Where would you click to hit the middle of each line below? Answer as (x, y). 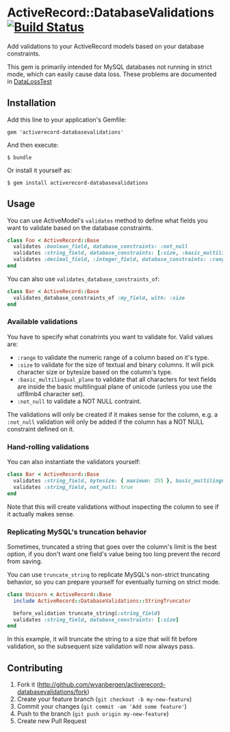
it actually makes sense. (41, 514)
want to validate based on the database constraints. (80, 227)
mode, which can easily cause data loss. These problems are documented (112, 74)
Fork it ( (28, 685)
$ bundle (20, 157)
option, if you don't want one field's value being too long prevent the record (114, 553)
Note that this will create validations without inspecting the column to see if (113, 507)
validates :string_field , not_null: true (73, 487)
